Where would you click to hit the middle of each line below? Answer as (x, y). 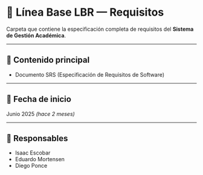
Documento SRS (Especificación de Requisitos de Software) (90, 74)
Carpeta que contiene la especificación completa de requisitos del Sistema (100, 29)
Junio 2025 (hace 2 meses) (41, 113)
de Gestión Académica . (36, 35)
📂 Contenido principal (48, 60)
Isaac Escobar (33, 153)
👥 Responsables (37, 138)
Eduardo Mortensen (40, 159)
